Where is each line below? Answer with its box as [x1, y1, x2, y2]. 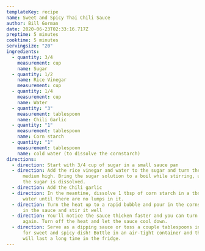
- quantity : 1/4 [12, 88, 53, 94]
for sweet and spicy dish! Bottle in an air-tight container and [22, 230, 192, 236]
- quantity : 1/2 [12, 71, 53, 77]
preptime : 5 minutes [6, 32, 59, 38]
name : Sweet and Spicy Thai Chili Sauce [6, 15, 111, 21]
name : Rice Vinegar [17, 77, 67, 83]
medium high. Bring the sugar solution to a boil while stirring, [22, 173, 195, 180]
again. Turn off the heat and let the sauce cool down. [22, 219, 168, 225]
